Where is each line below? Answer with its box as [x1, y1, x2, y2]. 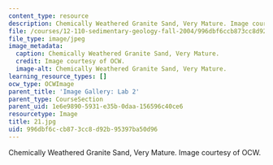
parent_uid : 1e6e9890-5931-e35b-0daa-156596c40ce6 [8, 102, 184, 111]
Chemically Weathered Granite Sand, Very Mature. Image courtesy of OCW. [8, 147, 262, 157]
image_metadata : [8, 42, 63, 50]
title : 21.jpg [8, 118, 57, 126]
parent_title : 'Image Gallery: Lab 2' [8, 87, 140, 96]
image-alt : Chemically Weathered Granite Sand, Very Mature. [15, 65, 227, 73]
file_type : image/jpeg [8, 34, 85, 43]
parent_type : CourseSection [8, 95, 104, 103]
